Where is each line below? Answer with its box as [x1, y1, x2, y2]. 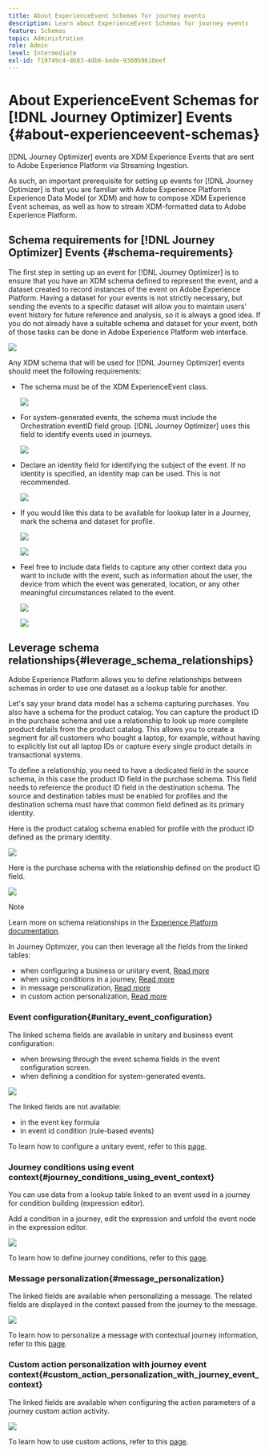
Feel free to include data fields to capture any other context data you [19, 562, 247, 571]
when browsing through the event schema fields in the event [19, 1054, 220, 1064]
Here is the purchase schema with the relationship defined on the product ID [8, 863, 261, 872]
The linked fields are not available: [8, 1101, 122, 1111]
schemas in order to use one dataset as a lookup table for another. [8, 684, 228, 693]
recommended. [19, 477, 70, 487]
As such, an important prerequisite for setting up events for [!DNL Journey [8, 176, 254, 186]
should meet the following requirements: [8, 366, 142, 376]
